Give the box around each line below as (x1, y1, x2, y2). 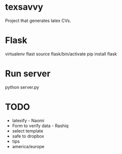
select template (12, 128, 43, 133)
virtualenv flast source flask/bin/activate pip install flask (5, 51, 117, 57)
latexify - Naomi (12, 117, 45, 123)
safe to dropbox (12, 133, 44, 139)
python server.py (5, 84, 40, 90)
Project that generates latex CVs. (5, 18, 71, 23)
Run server (5, 68, 51, 79)
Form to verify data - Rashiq (12, 123, 69, 129)
